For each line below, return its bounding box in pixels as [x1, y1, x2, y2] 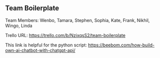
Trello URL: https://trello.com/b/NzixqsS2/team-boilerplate [5, 32, 126, 38]
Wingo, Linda [5, 22, 32, 28]
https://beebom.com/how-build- [88, 42, 155, 48]
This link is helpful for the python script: [5, 42, 87, 48]
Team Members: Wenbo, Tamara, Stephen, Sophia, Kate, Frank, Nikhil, [5, 17, 150, 23]
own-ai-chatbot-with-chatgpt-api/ [5, 47, 75, 53]
